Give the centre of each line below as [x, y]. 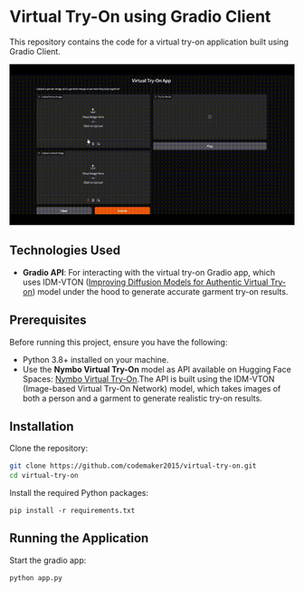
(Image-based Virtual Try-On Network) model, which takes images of [152, 388]
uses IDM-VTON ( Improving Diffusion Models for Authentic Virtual [145, 282]
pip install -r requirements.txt [72, 511]
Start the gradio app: [48, 560]
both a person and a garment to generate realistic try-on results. [142, 398]
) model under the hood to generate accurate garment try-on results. [160, 291]
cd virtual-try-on [44, 476]
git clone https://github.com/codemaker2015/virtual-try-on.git [133, 466]
